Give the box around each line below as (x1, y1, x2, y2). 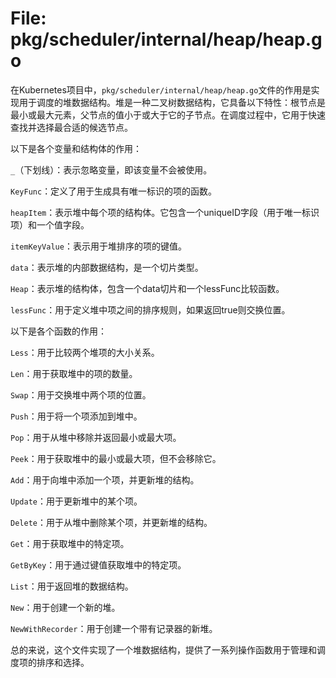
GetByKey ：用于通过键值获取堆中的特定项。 (10, 558, 187, 571)
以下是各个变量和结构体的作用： (10, 142, 142, 154)
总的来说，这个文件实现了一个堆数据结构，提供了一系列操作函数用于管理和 (10, 643, 317, 656)
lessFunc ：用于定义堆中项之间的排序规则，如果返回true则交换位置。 (10, 303, 291, 316)
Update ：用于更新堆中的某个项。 (10, 495, 143, 507)
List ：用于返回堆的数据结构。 (10, 580, 134, 592)
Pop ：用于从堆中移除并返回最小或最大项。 (10, 431, 182, 443)
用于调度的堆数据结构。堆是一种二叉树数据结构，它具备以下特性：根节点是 (18, 96, 326, 108)
